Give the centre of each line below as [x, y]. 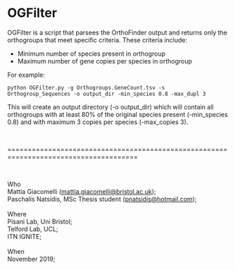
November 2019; [31, 259]
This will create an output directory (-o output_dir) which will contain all [110, 106]
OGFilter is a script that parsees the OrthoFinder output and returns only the [117, 32]
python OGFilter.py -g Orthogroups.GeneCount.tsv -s [86, 87]
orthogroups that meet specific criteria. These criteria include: [97, 39]
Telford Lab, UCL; [33, 229]
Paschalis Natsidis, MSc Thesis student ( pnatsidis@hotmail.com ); [102, 199]
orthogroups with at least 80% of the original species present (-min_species [118, 114]
